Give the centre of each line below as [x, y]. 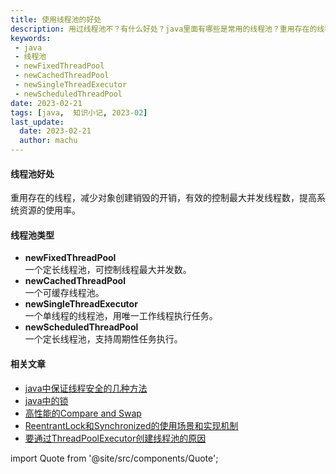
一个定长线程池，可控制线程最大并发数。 [108, 270]
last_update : [37, 122]
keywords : [31, 38]
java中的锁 [46, 400]
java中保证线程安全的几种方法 [86, 388]
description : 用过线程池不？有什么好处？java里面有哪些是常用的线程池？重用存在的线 [167, 29]
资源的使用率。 [49, 210]
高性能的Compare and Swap [83, 413]
